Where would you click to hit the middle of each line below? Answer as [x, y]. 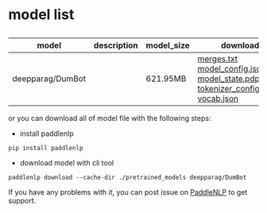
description [116, 45]
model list [41, 15]
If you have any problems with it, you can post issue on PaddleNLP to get [128, 192]
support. [22, 200]
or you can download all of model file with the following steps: [110, 118]
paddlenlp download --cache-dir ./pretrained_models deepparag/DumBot [128, 177]
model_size [168, 45]
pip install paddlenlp [46, 148]
